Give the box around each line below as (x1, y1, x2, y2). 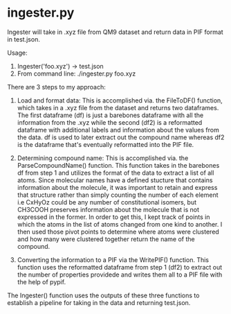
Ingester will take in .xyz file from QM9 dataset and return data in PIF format (7, 28, 223, 36)
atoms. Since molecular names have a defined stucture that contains (17, 175, 213, 184)
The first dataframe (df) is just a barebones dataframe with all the (17, 111, 204, 119)
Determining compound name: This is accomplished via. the (17, 154, 189, 162)
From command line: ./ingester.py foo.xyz (17, 69, 136, 78)
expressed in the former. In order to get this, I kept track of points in (17, 213, 210, 221)
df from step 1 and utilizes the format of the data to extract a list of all (17, 168, 214, 177)
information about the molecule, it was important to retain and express (17, 183, 218, 191)
